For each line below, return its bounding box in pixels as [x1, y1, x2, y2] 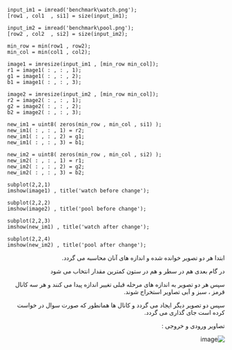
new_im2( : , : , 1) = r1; [7, 157, 85, 164]
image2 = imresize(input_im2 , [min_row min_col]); [7, 91, 159, 98]
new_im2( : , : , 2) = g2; [7, 163, 85, 170]
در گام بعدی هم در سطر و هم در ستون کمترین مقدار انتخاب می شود [50, 267, 225, 275]
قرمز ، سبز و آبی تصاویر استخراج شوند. [123, 288, 225, 296]
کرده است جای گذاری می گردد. [144, 309, 225, 316]
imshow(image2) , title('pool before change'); [7, 205, 147, 212]
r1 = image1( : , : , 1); [7, 67, 81, 74]
